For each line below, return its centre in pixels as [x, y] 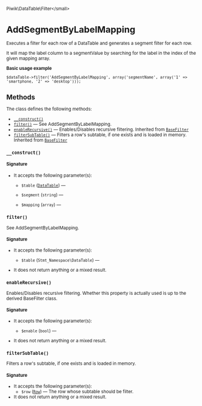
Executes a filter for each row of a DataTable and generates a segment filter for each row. [99, 43]
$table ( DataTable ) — [43, 185]
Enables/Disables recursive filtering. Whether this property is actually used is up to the [96, 293]
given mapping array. [28, 58]
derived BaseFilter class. [32, 298]
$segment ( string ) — [42, 195]
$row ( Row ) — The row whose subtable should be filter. [77, 392]
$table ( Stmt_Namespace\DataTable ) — [60, 260]
